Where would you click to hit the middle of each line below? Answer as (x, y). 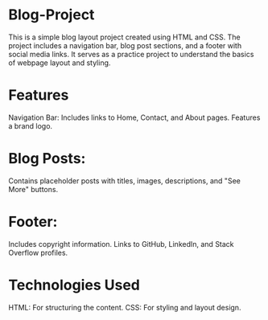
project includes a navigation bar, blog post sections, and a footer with (125, 45)
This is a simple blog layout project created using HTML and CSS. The (124, 37)
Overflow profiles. (38, 252)
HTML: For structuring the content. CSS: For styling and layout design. (125, 307)
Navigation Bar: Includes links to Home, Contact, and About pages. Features (134, 117)
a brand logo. (31, 125)
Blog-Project (52, 15)
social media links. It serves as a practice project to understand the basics (131, 54)
